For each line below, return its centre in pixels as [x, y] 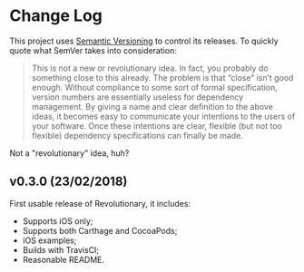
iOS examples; [49, 240]
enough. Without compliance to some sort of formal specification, [155, 87]
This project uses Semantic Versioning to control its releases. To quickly [144, 41]
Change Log [56, 16]
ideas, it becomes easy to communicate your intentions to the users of [163, 116]
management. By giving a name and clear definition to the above [152, 106]
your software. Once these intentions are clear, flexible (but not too [157, 126]
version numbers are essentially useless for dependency [137, 97]
